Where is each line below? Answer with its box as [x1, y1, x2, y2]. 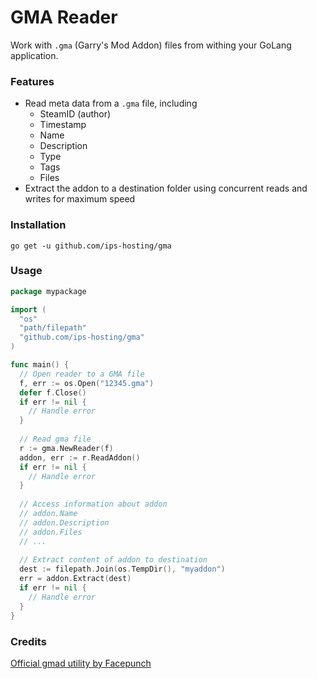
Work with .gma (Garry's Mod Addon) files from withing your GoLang [10, 39, 292, 51]
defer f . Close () [19, 387, 87, 398]
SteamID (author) [39, 108, 112, 120]
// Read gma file [19, 434, 92, 445]
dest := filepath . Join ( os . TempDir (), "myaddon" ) [19, 564, 226, 575]
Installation [10, 218, 67, 232]
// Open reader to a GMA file [19, 369, 145, 379]
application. [10, 49, 59, 61]
